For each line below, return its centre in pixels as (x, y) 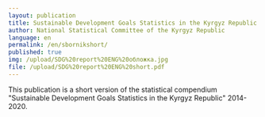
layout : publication (42, 15)
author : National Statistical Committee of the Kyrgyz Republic (117, 30)
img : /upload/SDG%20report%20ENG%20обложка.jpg (88, 60)
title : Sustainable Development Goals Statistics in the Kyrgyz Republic (133, 23)
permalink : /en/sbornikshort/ (58, 45)
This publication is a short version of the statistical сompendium (113, 89)
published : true (35, 52)
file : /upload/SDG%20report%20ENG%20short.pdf (86, 67)
